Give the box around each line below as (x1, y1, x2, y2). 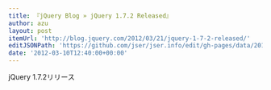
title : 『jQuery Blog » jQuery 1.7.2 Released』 (8, 11, 173, 20)
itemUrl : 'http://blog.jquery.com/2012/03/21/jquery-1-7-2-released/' (8, 34, 251, 43)
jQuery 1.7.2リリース (8, 72, 75, 81)
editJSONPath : (8, 42, 56, 50)
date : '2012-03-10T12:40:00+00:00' (8, 49, 128, 57)
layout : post (8, 27, 52, 35)
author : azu (8, 19, 48, 27)
